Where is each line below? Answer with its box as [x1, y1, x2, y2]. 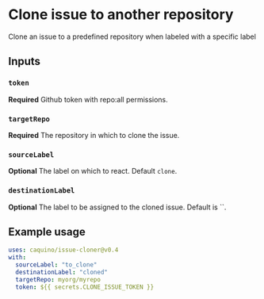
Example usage [8, 224, 86, 239]
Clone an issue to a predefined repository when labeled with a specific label [8, 32, 256, 41]
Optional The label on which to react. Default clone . [8, 167, 178, 176]
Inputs [8, 55, 41, 68]
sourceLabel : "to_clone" [15, 261, 98, 269]
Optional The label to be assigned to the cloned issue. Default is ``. [8, 202, 227, 212]
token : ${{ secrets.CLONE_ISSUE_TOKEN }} [15, 283, 155, 291]
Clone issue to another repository [8, 6, 234, 24]
